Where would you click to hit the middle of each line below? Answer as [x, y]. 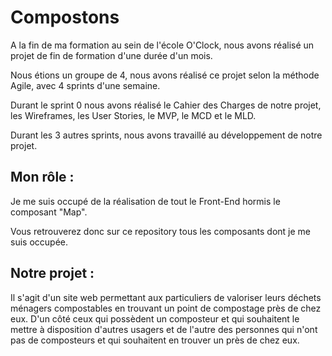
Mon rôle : [42, 177]
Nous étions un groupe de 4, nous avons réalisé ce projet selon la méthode [165, 75]
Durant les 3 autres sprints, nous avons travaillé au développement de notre [166, 135]
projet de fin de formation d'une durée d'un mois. [111, 55]
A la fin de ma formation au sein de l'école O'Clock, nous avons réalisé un [162, 45]
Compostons [65, 17]
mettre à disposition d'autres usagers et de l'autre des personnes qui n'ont [164, 329]
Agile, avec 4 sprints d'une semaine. [85, 85]
